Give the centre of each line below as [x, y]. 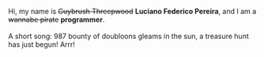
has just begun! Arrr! [41, 45]
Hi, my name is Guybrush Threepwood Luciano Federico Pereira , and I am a [132, 11]
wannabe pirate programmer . [57, 20]
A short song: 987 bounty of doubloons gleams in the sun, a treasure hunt [128, 36]
